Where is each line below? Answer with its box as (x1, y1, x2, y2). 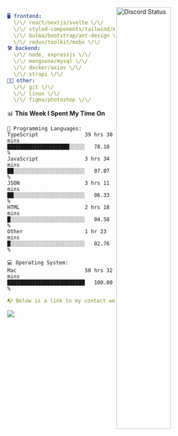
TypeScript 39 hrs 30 (7, 131, 113, 138)
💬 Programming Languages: (7, 125, 82, 132)
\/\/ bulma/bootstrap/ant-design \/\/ (13, 32, 126, 39)
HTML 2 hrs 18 (7, 204, 110, 211)
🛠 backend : (7, 45, 41, 52)
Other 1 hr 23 (7, 228, 107, 235)
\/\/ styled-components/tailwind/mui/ (13, 26, 126, 33)
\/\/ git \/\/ (13, 83, 54, 91)
